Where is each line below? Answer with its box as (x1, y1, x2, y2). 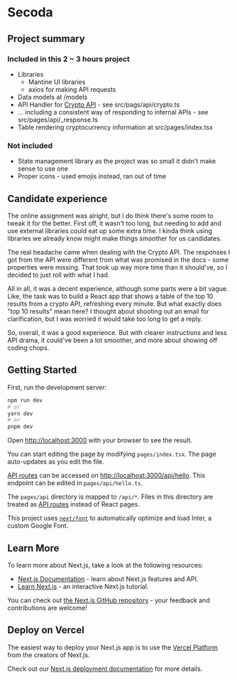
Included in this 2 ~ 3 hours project (7, 54, 130, 64)
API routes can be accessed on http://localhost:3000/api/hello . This (7, 471, 206, 480)
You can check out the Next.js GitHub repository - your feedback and (7, 595, 211, 605)
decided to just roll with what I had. (7, 270, 110, 279)
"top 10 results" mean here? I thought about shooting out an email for (7, 307, 209, 315)
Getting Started (7, 364, 77, 376)
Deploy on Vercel (7, 624, 85, 637)
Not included (7, 140, 53, 150)
